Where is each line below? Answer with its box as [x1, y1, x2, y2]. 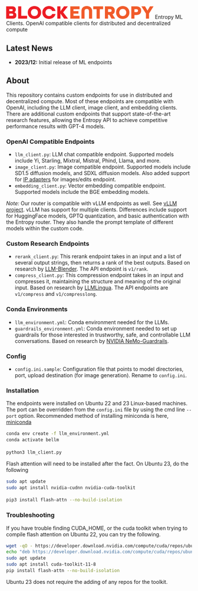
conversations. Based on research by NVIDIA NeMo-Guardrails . [14, 337, 169, 344]
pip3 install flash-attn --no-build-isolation [6, 497, 123, 503]
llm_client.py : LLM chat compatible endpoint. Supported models [14, 151, 174, 158]
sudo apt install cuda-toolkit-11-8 [6, 562, 96, 567]
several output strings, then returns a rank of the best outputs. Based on [14, 259, 190, 266]
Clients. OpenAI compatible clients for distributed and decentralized [6, 20, 171, 27]
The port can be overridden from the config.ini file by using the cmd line [6, 406, 186, 413]
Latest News [6, 43, 53, 53]
